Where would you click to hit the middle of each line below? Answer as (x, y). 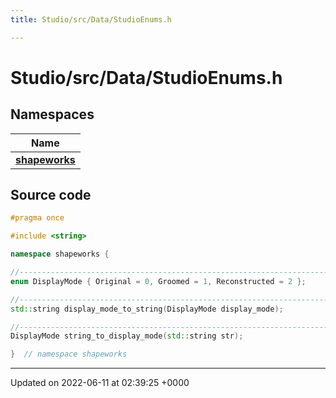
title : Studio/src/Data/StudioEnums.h (91, 19)
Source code (51, 195)
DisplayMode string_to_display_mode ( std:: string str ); (127, 336)
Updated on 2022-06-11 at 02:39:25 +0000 (100, 383)
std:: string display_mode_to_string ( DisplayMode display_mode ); (147, 309)
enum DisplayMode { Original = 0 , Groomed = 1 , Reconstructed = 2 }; (158, 281)
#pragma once (37, 218)
